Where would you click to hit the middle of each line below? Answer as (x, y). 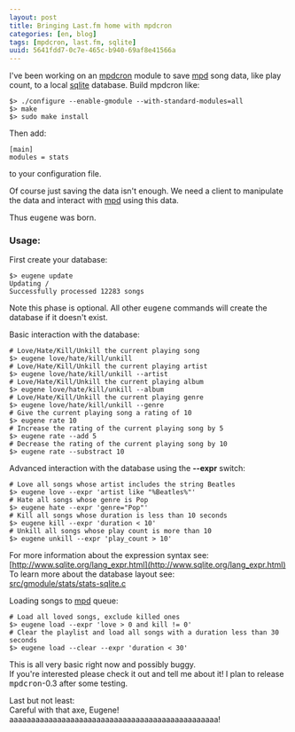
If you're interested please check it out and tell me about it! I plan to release (147, 674)
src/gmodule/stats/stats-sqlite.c (68, 584)
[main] (21, 150)
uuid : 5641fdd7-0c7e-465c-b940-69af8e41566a (93, 51)
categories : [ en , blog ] (53, 34)
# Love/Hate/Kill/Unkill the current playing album (106, 382)
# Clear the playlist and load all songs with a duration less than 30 (144, 633)
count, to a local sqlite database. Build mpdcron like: (105, 85)
